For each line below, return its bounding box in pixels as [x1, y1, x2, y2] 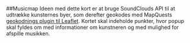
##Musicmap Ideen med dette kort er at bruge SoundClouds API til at [6, 5, 175, 12]
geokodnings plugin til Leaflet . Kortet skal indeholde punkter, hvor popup [6, 18, 185, 24]
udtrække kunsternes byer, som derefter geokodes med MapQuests [6, 11, 172, 18]
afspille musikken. [6, 30, 50, 37]
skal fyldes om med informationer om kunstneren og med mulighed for [6, 24, 179, 31]
